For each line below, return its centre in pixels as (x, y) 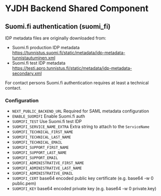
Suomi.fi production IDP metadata (46, 47)
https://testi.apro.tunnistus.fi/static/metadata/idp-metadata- (72, 68)
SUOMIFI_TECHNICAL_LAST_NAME (41, 137)
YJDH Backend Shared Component (77, 9)
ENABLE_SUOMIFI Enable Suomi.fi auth (48, 116)
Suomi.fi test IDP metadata (39, 63)
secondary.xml (27, 73)
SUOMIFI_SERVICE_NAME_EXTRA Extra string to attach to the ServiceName (80, 126)
